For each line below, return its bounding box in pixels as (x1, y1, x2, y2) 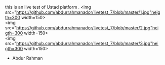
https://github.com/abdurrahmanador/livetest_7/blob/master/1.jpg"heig (16, 9, 161, 15)
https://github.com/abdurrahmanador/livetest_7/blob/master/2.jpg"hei (16, 25, 159, 31)
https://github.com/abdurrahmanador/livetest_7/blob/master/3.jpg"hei (16, 41, 159, 46)
